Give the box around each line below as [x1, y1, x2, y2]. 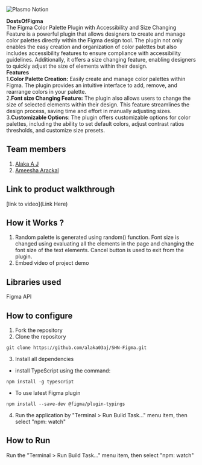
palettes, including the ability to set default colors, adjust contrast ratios [6, 120, 185, 127]
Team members [6, 144, 66, 154]
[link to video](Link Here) [6, 200, 68, 207]
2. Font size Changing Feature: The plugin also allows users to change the [6, 94, 191, 102]
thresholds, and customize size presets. [6, 127, 106, 134]
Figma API [6, 293, 32, 301]
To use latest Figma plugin [14, 389, 81, 397]
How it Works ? [6, 218, 65, 228]
